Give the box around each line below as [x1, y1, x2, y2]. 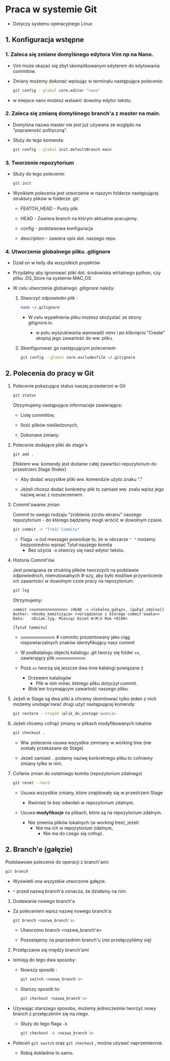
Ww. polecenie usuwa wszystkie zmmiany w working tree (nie [20, 739, 152, 745]
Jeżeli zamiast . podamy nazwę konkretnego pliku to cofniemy [20, 755, 153, 761]
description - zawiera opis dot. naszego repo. [20, 235, 117, 241]
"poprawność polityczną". [12, 127, 68, 133]
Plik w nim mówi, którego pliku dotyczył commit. [35, 680, 138, 686]
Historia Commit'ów [12, 557, 55, 563]
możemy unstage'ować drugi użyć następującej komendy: [12, 701, 136, 707]
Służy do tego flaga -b [20, 1020, 68, 1027]
